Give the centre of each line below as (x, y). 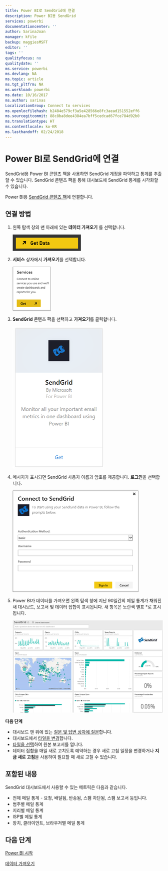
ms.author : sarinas (25, 100)
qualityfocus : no (23, 58)
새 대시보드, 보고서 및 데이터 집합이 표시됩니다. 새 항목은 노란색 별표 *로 (82, 607)
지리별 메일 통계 (28, 810)
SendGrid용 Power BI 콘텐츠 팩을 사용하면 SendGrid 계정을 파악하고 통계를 (79, 174)
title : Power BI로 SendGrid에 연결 (40, 11)
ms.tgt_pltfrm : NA (24, 85)
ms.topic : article (24, 79)
